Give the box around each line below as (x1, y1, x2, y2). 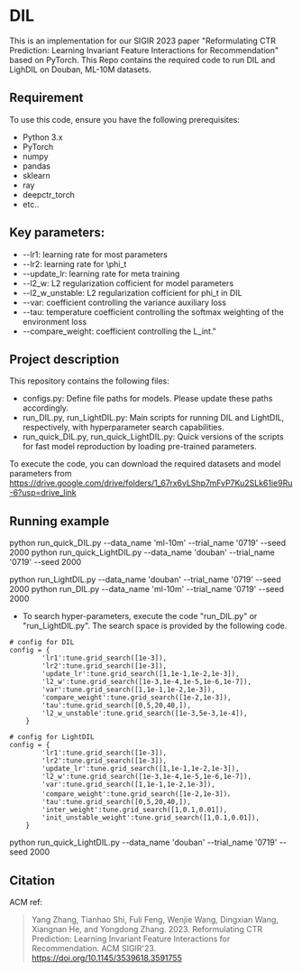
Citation (9, 873, 56, 888)
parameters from (9, 468, 72, 479)
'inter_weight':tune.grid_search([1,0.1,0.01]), (41, 805, 228, 815)
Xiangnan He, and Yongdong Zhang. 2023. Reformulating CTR (31, 924, 263, 934)
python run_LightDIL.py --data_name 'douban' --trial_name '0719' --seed (9, 574, 281, 585)
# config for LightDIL (9, 733, 95, 742)
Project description (9, 351, 120, 366)
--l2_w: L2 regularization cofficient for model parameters (22, 277, 234, 289)
